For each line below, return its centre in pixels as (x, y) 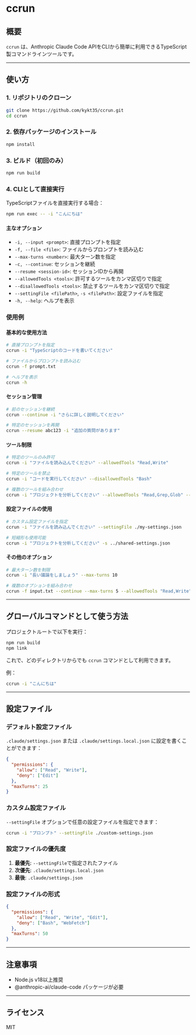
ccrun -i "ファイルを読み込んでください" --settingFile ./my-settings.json (94, 527)
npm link (17, 648)
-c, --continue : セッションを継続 (55, 264)
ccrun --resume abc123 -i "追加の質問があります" (63, 431)
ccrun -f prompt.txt (31, 366)
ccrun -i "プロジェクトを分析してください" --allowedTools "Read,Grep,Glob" (95, 495)
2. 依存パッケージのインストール (51, 132)
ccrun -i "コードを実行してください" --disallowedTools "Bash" (79, 479)
